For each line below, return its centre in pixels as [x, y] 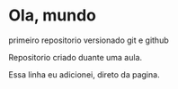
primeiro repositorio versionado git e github [89, 40]
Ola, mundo [52, 16]
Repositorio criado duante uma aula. [76, 57]
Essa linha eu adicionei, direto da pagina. [84, 74]
